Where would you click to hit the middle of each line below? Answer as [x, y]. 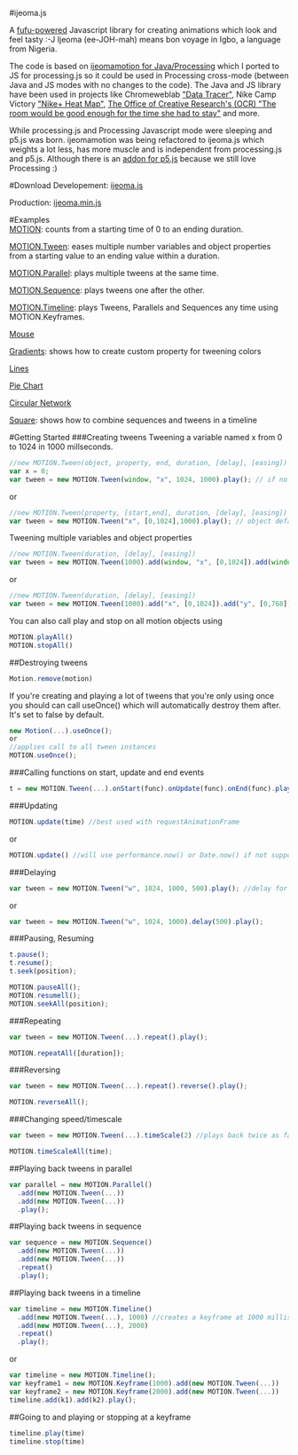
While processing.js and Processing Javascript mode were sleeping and [141, 130]
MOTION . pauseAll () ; [45, 987]
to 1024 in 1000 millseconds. [61, 447]
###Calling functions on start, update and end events [107, 772]
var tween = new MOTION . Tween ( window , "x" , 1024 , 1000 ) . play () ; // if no [149, 479]
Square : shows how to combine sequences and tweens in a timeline [133, 420]
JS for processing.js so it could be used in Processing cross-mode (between [149, 75]
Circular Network [40, 403]
